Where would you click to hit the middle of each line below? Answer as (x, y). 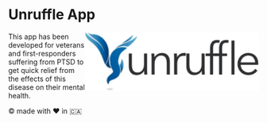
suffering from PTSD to (46, 62)
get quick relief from (42, 70)
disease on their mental (46, 87)
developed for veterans (46, 44)
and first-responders (42, 53)
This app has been (39, 37)
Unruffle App (52, 15)
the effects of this (37, 79)
